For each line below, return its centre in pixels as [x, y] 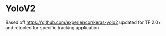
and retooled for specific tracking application [52, 27]
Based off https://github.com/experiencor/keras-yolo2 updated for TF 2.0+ [83, 22]
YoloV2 [21, 9]
